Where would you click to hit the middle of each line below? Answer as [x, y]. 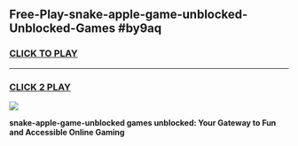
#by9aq [140, 29]
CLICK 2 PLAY [40, 87]
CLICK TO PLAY [43, 54]
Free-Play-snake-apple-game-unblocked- [129, 15]
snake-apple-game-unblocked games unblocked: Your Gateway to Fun [143, 122]
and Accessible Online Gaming [67, 132]
